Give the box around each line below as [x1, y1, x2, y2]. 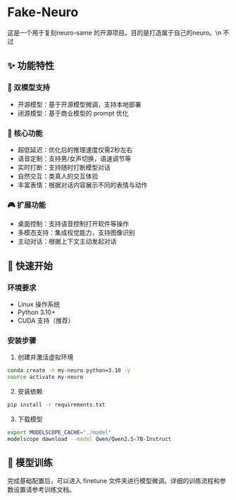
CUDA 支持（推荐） [17, 316, 75, 325]
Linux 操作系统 [17, 300, 61, 308]
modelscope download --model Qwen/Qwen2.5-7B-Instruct [7, 435, 172, 442]
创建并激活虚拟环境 [17, 353, 74, 361]
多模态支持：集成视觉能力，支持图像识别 [17, 228, 135, 237]
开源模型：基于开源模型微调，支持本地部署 [17, 100, 142, 108]
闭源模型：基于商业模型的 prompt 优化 [17, 108, 129, 117]
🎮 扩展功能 [7, 200, 46, 210]
